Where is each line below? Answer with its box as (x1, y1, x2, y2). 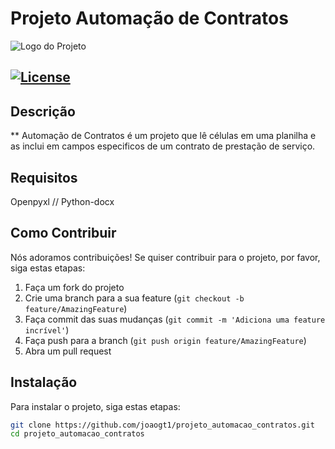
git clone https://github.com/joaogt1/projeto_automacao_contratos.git (10, 420, 315, 430)
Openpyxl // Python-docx (10, 195, 115, 207)
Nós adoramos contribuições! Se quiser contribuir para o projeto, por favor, (10, 251, 321, 263)
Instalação (10, 374, 78, 391)
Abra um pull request (24, 345, 112, 357)
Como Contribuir (10, 225, 117, 242)
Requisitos (10, 169, 78, 186)
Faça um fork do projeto (24, 281, 125, 293)
